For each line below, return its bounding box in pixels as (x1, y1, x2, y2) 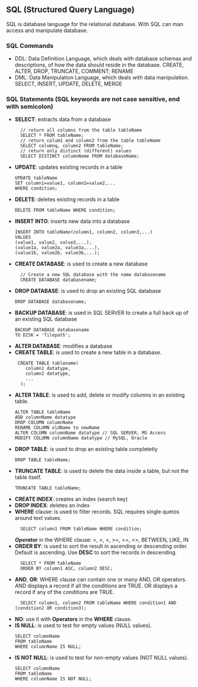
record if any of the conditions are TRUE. (14, 589, 115, 596)
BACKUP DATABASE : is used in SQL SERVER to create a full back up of (14, 309, 189, 317)
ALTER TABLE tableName (14, 409, 71, 416)
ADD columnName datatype (14, 414, 76, 420)
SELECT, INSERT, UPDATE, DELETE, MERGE (14, 80, 122, 88)
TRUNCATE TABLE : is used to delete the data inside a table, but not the (14, 468, 189, 475)
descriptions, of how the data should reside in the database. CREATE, (14, 62, 184, 69)
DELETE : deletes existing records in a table (14, 196, 120, 203)
